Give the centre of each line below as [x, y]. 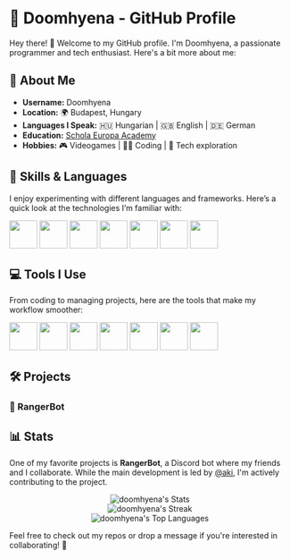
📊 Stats [32, 437]
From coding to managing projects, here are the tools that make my [133, 301]
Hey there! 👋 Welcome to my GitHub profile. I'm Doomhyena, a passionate [145, 43]
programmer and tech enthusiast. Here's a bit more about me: [123, 52]
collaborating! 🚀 [38, 545]
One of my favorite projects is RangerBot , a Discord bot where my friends [145, 462]
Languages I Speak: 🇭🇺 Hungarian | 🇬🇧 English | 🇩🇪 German [139, 125]
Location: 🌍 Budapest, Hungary [82, 112]
